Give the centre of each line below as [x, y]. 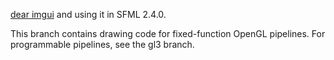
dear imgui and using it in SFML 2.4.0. [88, 14]
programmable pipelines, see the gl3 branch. [102, 44]
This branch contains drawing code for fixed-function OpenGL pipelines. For [168, 33]
